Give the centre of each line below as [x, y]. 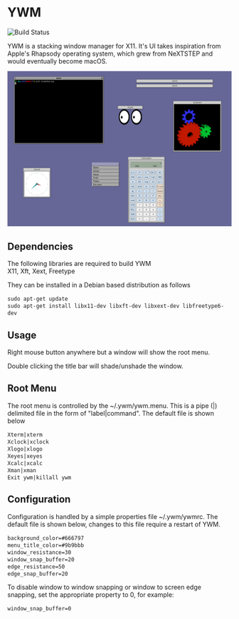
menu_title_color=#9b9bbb [46, 545]
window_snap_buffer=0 [39, 608]
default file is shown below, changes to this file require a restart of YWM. [114, 524]
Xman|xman [22, 470]
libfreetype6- [203, 306]
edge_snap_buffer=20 [38, 574]
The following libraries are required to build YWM [79, 264]
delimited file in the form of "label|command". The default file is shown [111, 413]
